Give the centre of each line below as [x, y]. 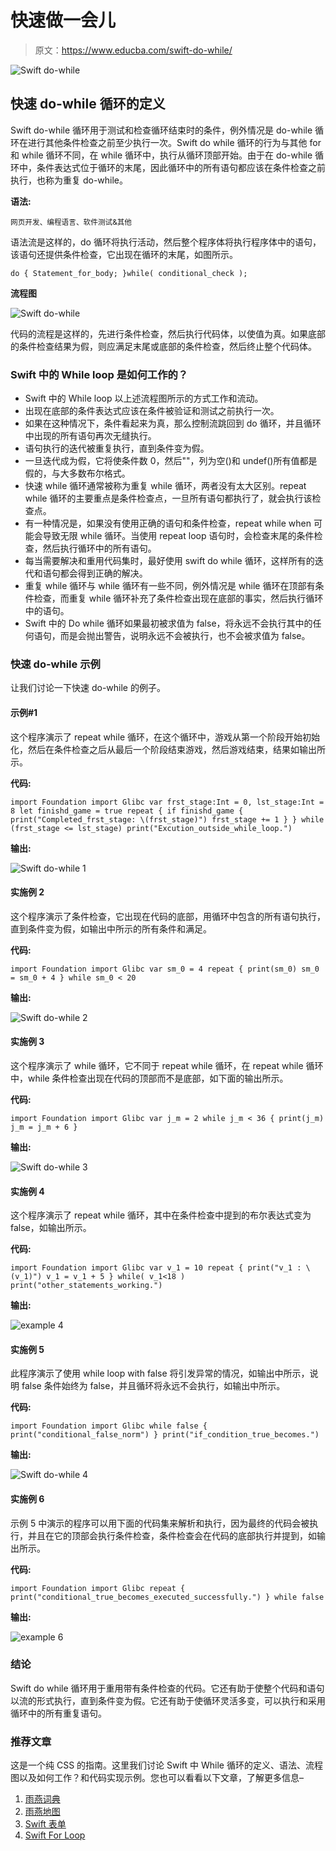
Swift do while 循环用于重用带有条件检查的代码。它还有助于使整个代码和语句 [167, 1688]
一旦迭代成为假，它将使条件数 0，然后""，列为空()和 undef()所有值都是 [171, 461]
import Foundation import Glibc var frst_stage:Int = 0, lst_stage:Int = [167, 802]
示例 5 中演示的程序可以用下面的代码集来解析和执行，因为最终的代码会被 [160, 1523]
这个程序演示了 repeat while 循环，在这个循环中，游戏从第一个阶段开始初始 [165, 737]
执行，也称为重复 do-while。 [69, 180]
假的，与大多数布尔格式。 [77, 473]
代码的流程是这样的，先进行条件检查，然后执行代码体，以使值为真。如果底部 [168, 333]
